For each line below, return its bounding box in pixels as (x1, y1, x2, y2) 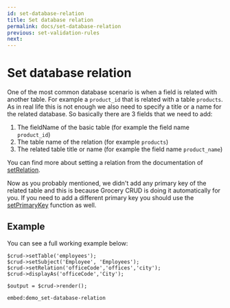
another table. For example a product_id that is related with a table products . (7, 96, 223, 104)
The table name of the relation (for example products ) (16, 138, 169, 146)
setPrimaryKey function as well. (7, 201, 97, 210)
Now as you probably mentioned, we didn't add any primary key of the (7, 179, 207, 188)
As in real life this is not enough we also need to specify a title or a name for (7, 102, 222, 111)
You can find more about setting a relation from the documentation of (7, 159, 204, 167)
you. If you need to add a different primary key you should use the (7, 194, 194, 202)
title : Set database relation (7, 16, 94, 23)
